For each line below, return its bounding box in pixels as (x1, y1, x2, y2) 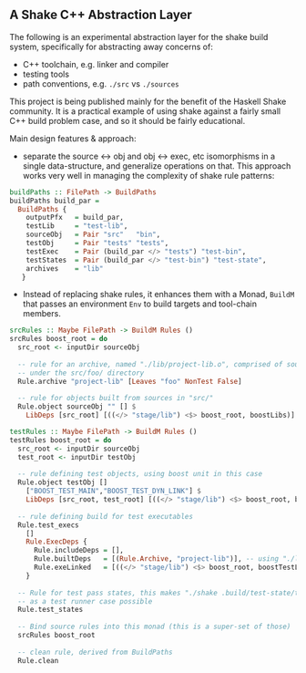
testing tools (22, 68, 70, 79)
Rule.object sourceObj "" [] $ (17, 402, 137, 411)
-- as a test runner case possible (17, 596, 153, 606)
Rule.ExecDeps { (25, 537, 88, 546)
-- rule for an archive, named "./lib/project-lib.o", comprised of (17, 359, 283, 368)
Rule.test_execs (17, 520, 79, 530)
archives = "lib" (25, 264, 104, 273)
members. (22, 308, 61, 319)
